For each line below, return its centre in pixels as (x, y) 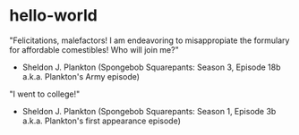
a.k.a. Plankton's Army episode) (81, 76)
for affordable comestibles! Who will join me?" (94, 49)
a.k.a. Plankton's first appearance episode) (102, 121)
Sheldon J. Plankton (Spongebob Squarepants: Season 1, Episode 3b (149, 111)
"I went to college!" (45, 94)
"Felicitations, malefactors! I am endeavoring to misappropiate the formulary (149, 40)
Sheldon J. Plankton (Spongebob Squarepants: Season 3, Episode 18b (151, 67)
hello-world (54, 16)
